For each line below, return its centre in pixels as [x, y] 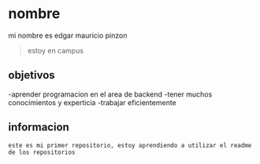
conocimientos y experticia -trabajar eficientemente [93, 102]
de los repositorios [42, 152]
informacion [39, 128]
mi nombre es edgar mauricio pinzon [68, 35]
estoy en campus [56, 50]
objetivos [32, 75]
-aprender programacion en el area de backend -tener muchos [110, 94]
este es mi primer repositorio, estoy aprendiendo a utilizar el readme [130, 145]
